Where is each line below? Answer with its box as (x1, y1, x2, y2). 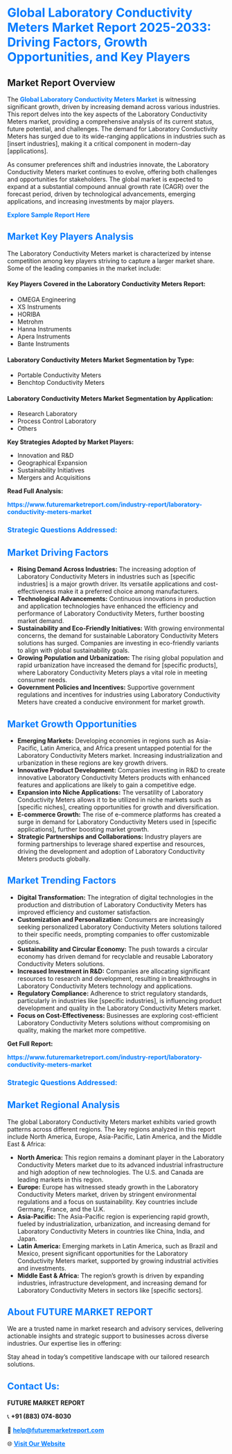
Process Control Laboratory (17, 417, 97, 425)
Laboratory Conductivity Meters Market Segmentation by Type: (7, 356, 195, 364)
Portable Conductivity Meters (17, 371, 102, 379)
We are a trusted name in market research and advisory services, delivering (7, 1325, 224, 1333)
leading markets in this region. (17, 1175, 104, 1184)
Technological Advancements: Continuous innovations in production (17, 595, 216, 603)
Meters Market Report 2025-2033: (7, 19, 211, 35)
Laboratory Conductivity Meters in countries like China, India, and (17, 1227, 205, 1235)
